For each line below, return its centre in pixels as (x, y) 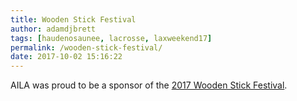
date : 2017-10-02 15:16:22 (66, 57)
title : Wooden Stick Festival (73, 19)
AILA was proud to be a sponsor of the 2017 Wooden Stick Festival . (149, 85)
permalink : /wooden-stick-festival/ (86, 47)
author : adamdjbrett (53, 29)
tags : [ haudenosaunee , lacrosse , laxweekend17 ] (111, 38)
